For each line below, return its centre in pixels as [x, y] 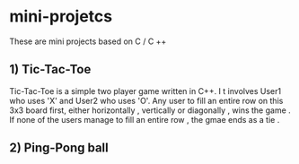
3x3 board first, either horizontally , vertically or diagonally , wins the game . [150, 110]
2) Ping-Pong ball [59, 148]
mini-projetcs [61, 17]
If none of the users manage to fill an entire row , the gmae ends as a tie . [145, 119]
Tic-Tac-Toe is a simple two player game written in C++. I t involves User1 [145, 91]
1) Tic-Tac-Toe [50, 69]
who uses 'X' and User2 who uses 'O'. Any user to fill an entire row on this [146, 100]
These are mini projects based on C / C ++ [88, 41]
